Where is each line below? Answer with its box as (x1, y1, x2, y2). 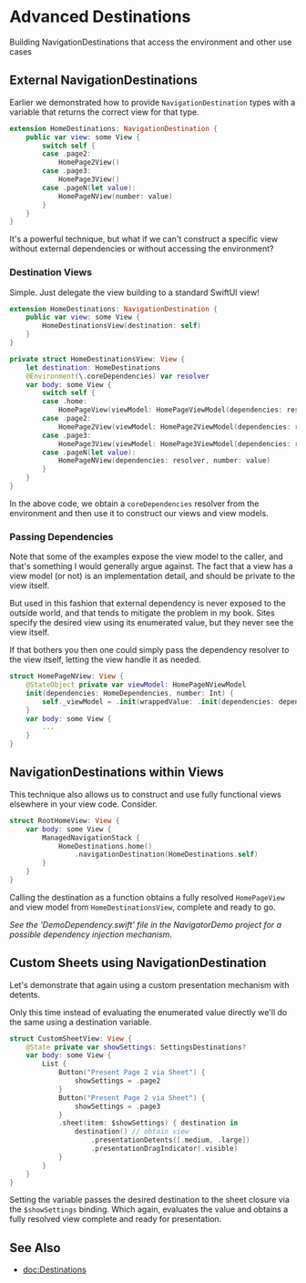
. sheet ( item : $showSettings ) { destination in (57, 1118, 239, 1128)
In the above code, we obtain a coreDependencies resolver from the (9, 498, 260, 509)
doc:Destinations (22, 1264, 87, 1276)
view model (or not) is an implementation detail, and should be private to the (9, 571, 296, 582)
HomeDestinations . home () (57, 841, 153, 850)
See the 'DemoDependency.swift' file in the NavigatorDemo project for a (9, 919, 282, 930)
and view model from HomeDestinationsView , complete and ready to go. (9, 901, 276, 912)
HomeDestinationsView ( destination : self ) (42, 321, 202, 331)
